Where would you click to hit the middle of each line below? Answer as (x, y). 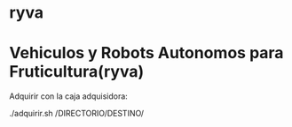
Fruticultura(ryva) (77, 72)
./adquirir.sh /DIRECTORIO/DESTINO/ (77, 114)
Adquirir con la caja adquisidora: (69, 96)
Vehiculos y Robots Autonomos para (146, 53)
